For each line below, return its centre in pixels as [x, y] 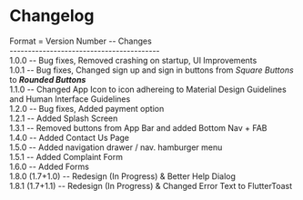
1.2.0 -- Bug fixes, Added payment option [87, 108]
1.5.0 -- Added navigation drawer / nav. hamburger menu [116, 147]
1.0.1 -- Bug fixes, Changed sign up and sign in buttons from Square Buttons [151, 70]
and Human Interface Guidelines [70, 99]
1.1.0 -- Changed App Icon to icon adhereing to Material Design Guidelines [148, 89]
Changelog [52, 16]
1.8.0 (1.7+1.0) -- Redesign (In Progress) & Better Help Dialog [123, 176]
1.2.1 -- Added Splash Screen [64, 118]
